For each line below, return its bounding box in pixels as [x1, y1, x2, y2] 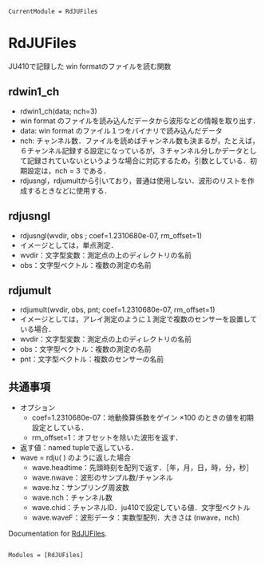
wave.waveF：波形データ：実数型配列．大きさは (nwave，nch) [31, 512, 240, 523]
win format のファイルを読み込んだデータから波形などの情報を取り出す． [19, 116, 260, 126]
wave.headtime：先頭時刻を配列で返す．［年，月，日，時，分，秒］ [31, 463, 254, 472]
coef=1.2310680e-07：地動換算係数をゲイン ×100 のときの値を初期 [31, 413, 254, 423]
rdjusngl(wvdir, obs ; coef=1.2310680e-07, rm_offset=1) [19, 230, 202, 240]
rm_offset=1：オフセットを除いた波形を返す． [31, 432, 183, 443]
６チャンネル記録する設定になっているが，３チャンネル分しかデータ [19, 145, 243, 155]
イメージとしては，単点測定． [19, 240, 118, 249]
